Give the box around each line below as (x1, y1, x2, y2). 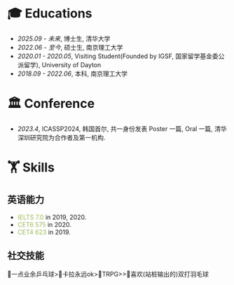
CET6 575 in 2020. (17, 220, 71, 228)
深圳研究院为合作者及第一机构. (17, 133, 106, 141)
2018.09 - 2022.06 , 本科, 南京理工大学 (17, 69, 128, 78)
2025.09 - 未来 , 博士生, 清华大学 (17, 34, 111, 43)
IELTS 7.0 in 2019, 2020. (17, 213, 87, 221)
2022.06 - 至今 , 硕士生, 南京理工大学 (17, 43, 123, 51)
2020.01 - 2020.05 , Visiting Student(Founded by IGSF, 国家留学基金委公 (17, 52, 225, 60)
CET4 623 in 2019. (17, 228, 71, 236)
